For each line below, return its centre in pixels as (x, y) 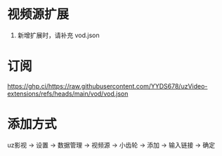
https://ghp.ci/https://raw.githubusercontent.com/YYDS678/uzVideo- (107, 86)
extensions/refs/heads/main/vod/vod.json (68, 93)
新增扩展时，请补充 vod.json (58, 35)
